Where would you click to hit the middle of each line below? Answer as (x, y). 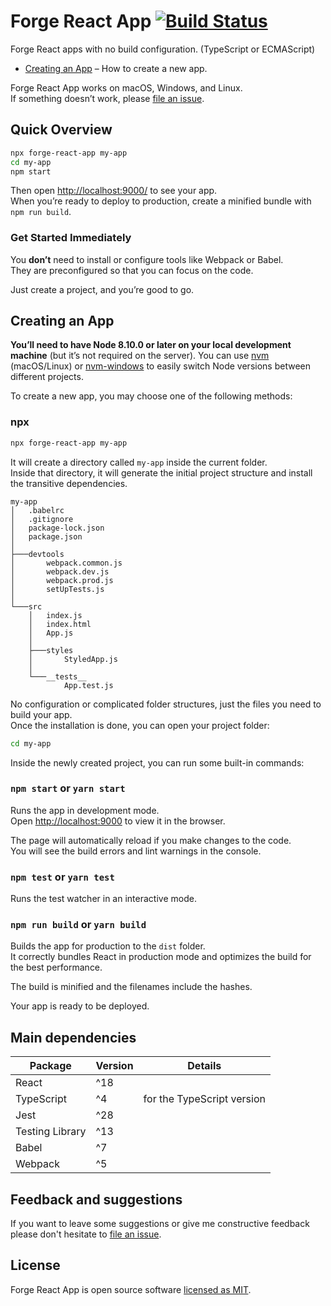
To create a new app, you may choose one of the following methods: (151, 396)
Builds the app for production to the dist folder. (108, 946)
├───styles (51, 650)
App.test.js (88, 685)
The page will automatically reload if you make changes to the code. (151, 840)
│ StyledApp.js (73, 659)
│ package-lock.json (57, 528)
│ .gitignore (42, 519)
